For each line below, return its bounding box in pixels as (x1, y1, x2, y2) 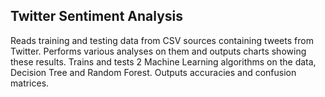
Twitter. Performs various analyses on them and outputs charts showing (10, 45, 307, 57)
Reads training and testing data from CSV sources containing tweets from (10, 34, 314, 46)
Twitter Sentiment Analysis (10, 8, 184, 25)
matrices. (10, 77, 50, 89)
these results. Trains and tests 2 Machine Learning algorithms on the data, (10, 55, 317, 68)
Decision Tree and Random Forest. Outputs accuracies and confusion (10, 66, 297, 78)
